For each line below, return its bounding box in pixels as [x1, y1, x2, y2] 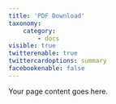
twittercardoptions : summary [8, 57, 107, 65]
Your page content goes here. [8, 86, 108, 96]
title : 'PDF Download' [8, 11, 85, 20]
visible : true [8, 42, 57, 50]
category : [23, 27, 57, 35]
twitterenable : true [8, 49, 79, 57]
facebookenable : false [8, 64, 85, 73]
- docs [37, 34, 60, 43]
